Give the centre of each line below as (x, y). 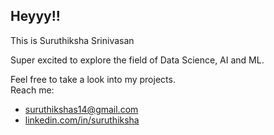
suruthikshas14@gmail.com (81, 109)
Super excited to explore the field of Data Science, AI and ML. (137, 60)
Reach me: (32, 90)
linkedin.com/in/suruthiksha (82, 120)
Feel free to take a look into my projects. (93, 79)
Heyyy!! (35, 16)
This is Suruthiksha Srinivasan (72, 40)
